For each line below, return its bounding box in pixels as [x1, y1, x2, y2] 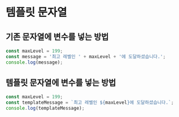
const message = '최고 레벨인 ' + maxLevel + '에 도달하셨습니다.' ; [5, 53, 166, 59]
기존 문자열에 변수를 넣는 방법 [5, 32, 109, 42]
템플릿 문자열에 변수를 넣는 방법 [5, 78, 117, 88]
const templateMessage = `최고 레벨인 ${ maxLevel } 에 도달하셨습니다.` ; [5, 99, 174, 106]
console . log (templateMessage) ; [5, 105, 85, 112]
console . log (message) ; [5, 59, 63, 65]
